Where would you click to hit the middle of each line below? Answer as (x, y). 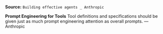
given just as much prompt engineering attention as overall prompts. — (77, 21)
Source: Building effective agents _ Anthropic (54, 7)
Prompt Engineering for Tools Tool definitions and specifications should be (81, 16)
